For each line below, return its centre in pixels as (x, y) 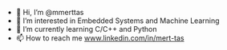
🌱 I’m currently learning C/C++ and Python (86, 29)
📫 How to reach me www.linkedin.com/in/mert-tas (100, 38)
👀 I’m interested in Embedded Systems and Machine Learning (118, 21)
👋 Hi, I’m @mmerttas (50, 12)
